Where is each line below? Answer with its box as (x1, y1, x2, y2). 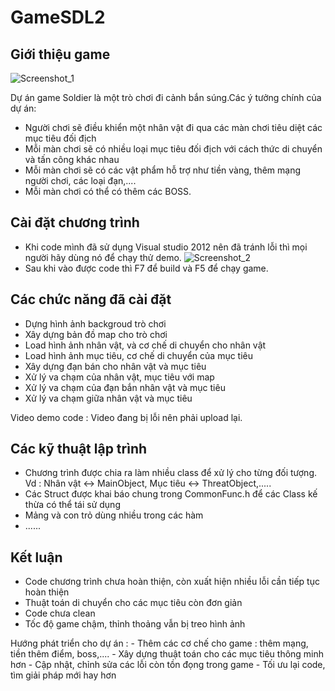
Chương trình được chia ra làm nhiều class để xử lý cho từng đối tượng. (24, 467, 318, 479)
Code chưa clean (24, 607, 96, 620)
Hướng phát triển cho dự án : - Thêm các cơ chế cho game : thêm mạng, (10, 637, 309, 650)
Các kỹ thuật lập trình (10, 441, 148, 458)
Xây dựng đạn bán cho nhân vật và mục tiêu (24, 360, 207, 372)
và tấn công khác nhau (24, 154, 120, 165)
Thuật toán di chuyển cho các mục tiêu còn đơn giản (24, 597, 243, 609)
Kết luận (10, 549, 63, 566)
